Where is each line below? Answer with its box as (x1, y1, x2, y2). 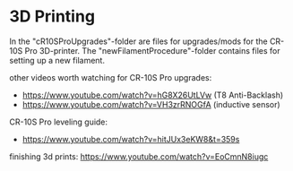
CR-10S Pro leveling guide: (9, 116, 108, 127)
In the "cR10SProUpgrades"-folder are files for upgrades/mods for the (9, 36, 268, 47)
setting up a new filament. (9, 55, 106, 65)
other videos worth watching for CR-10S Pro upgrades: (9, 72, 212, 82)
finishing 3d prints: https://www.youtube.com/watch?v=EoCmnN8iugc (9, 150, 269, 162)
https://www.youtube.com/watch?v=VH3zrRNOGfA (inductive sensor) (22, 98, 280, 109)
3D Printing (9, 6, 96, 27)
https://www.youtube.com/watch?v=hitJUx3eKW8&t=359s (22, 133, 240, 144)
